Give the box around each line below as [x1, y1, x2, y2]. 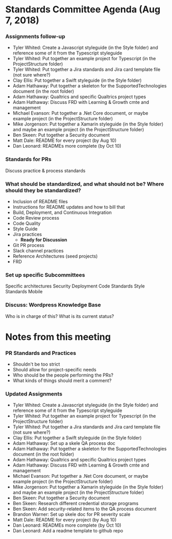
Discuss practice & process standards [5, 167, 86, 173]
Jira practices [12, 231, 42, 238]
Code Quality [12, 220, 41, 227]
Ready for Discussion [20, 237, 68, 243]
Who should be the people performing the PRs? [12, 372, 114, 379]
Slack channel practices [12, 248, 64, 254]
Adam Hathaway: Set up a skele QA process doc [12, 440, 116, 446]
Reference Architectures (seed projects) [12, 253, 98, 259]
